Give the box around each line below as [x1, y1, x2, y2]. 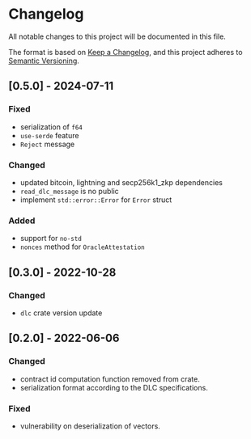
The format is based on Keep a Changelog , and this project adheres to [8, 47, 243, 57]
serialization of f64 [19, 122, 83, 132]
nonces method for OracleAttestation [19, 242, 145, 251]
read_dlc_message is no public [19, 186, 119, 196]
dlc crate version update [19, 308, 103, 318]
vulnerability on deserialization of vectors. [19, 421, 160, 431]
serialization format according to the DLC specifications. [19, 382, 208, 392]
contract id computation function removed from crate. [19, 374, 200, 384]
